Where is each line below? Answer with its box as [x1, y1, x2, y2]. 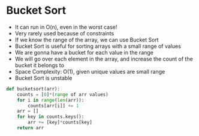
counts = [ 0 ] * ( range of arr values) [17, 91, 109, 98]
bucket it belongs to [14, 61, 65, 69]
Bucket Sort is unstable [14, 74, 73, 81]
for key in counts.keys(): [17, 114, 85, 120]
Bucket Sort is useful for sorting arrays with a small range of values [14, 43, 182, 50]
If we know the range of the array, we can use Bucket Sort [14, 36, 159, 43]
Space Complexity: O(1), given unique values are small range [14, 68, 165, 75]
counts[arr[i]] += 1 [28, 102, 79, 108]
